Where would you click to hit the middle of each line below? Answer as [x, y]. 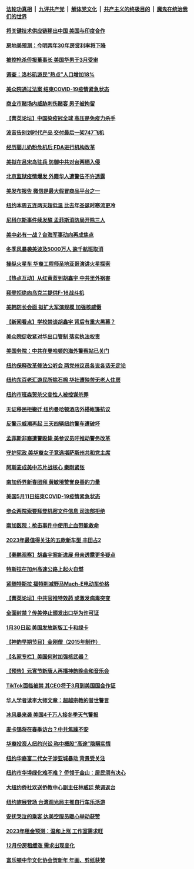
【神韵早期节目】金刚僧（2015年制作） [53, 642]
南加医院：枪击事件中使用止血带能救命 [52, 526]
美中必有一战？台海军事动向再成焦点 [50, 235]
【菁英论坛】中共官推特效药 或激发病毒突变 [58, 598]
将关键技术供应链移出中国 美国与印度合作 [56, 31]
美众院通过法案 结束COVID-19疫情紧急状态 [58, 89]
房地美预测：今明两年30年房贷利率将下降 [56, 45]
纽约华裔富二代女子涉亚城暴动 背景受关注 [56, 758]
